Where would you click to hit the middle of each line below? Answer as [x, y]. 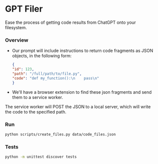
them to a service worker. [38, 97]
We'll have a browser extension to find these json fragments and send [82, 92]
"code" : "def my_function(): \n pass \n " [55, 78]
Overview [17, 40]
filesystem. [16, 27]
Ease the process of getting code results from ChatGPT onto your [71, 22]
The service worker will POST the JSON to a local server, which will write [78, 107]
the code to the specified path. [36, 112]
